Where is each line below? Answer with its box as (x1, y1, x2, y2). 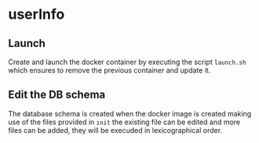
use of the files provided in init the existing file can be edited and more (8, 117, 241, 127)
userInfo (8, 5, 65, 23)
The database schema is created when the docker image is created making (8, 109, 252, 118)
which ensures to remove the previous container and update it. (8, 66, 211, 75)
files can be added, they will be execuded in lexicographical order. (8, 125, 222, 134)
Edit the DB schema (8, 88, 106, 102)
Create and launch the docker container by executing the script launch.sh (8, 57, 246, 66)
